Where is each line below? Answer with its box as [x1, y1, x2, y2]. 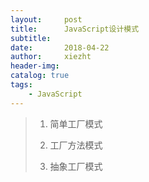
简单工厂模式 [49, 117, 103, 130]
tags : [10, 80, 33, 90]
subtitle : [10, 33, 52, 43]
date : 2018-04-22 [10, 42, 110, 53]
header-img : [10, 61, 60, 71]
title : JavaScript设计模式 [10, 24, 140, 34]
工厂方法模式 [49, 139, 103, 151]
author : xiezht [10, 52, 92, 62]
